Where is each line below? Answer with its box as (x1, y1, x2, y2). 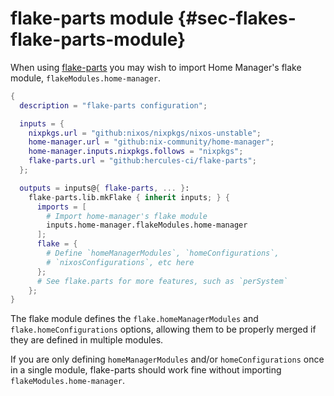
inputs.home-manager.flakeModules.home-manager (46, 220, 248, 231)
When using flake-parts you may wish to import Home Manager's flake (10, 61, 302, 73)
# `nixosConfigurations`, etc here (46, 257, 195, 267)
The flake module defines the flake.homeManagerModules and (10, 313, 259, 325)
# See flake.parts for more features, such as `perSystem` (36, 276, 288, 286)
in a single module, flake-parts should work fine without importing (10, 364, 282, 376)
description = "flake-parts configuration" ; (19, 100, 208, 111)
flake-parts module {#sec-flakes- (10, 7, 297, 30)
